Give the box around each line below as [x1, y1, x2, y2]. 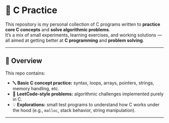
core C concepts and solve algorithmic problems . [5, 26, 111, 32]
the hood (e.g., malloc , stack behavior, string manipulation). [12, 107, 136, 113]
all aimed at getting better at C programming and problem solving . [5, 37, 144, 43]
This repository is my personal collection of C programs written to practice [5, 21, 160, 27]
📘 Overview [5, 56, 42, 65]
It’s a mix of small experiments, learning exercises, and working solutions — [5, 32, 162, 38]
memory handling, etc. [12, 85, 59, 91]
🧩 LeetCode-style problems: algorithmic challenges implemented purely [12, 91, 164, 97]
